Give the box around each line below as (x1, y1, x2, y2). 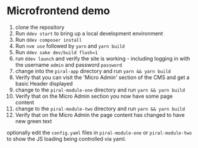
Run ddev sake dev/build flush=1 (15, 48, 98, 55)
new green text (15, 117, 52, 124)
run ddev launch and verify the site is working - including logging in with (15, 55, 190, 62)
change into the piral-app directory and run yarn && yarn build (15, 67, 171, 74)
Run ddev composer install (15, 36, 82, 43)
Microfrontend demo (6, 4, 110, 18)
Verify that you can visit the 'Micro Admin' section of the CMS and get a (15, 74, 190, 81)
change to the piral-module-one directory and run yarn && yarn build (15, 86, 185, 93)
